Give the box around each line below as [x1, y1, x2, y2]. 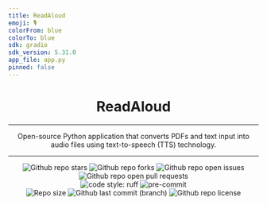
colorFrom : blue [8, 26, 62, 34]
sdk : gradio [8, 41, 48, 49]
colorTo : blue [8, 33, 56, 42]
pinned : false [8, 64, 56, 72]
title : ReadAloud [8, 11, 66, 20]
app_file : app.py [8, 56, 66, 64]
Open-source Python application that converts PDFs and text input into [17, 131, 250, 141]
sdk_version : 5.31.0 [8, 48, 77, 56]
